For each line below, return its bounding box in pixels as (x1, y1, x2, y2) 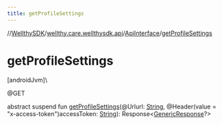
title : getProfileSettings (7, 10, 84, 17)
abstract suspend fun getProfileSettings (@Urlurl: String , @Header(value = (7, 102, 217, 111)
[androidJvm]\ (7, 76, 48, 84)
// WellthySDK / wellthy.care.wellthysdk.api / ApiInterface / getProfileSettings (7, 29, 212, 37)
